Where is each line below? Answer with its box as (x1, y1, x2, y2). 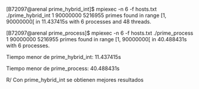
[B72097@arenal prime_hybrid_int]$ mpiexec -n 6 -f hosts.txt (6, 6, 157, 12)
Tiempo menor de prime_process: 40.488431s (6, 65, 120, 72)
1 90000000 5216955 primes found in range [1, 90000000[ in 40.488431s (6, 36, 187, 42)
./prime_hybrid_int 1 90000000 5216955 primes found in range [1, (6, 12, 167, 19)
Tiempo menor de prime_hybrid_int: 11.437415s (6, 54, 121, 60)
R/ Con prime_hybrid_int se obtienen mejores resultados (6, 77, 144, 83)
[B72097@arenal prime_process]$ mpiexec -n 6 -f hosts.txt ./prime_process (6, 29, 194, 37)
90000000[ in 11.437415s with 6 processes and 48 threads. (6, 18, 151, 25)
